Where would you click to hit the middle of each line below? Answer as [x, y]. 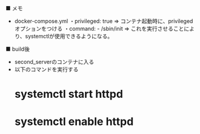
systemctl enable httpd [74, 122]
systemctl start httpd [69, 94]
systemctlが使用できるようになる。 [69, 36]
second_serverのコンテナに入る [54, 62]
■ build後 [18, 49]
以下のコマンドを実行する [46, 69]
